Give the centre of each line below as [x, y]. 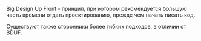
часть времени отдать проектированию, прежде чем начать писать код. [101, 15]
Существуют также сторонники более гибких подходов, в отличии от [96, 26]
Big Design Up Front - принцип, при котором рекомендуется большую [97, 9]
